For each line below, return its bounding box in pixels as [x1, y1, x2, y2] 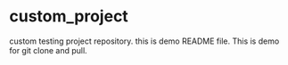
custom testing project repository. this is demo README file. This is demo [9, 36, 280, 46]
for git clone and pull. [9, 45, 87, 55]
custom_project [9, 6, 129, 27]
